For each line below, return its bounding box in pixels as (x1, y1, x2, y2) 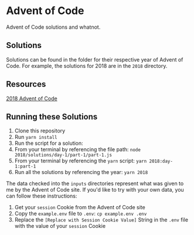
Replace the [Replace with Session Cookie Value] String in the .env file (14, 216, 189, 223)
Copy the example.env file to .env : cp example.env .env (14, 210, 147, 217)
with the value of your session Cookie (14, 223, 106, 230)
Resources (6, 79, 46, 89)
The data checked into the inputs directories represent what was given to (6, 180, 184, 187)
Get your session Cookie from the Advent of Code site (14, 204, 145, 211)
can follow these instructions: (6, 192, 77, 200)
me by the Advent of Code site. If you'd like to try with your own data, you (6, 186, 185, 193)
